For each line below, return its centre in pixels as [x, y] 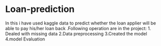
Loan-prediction [40, 9]
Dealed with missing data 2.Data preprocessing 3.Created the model [76, 33]
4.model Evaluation [25, 39]
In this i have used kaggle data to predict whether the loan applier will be [81, 23]
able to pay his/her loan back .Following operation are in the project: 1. [78, 28]
